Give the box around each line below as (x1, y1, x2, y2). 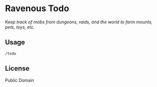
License (5, 64, 30, 73)
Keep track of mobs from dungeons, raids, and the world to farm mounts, (5, 19, 153, 25)
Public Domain (5, 77, 34, 83)
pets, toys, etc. (5, 24, 35, 30)
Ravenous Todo (5, 3, 69, 14)
